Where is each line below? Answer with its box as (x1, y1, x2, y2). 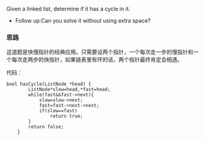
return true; (49, 113, 84, 120)
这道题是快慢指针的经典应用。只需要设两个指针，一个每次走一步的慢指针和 (6, 48, 193, 56)
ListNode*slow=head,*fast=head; (28, 87, 111, 93)
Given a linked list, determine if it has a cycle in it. (6, 5, 131, 12)
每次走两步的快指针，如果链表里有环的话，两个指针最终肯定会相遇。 (11, 56, 183, 63)
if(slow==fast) (38, 108, 78, 114)
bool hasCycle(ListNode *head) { (6, 81, 92, 87)
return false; (28, 124, 64, 130)
